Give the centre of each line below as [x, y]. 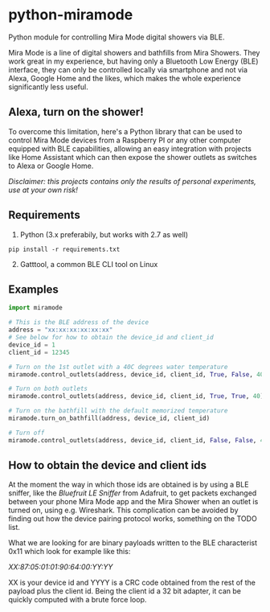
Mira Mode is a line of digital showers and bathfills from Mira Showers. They [134, 52]
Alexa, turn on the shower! [76, 112]
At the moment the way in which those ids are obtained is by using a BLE [129, 485]
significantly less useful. [48, 87]
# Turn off [27, 433]
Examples [33, 289]
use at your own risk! [43, 190]
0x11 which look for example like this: [70, 552]
